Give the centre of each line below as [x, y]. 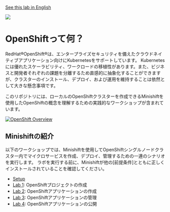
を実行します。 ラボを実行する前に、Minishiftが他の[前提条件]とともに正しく [85, 162]
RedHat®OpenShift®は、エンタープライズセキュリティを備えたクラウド [79, 54]
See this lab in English [28, 7]
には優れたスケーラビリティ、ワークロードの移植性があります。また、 [78, 66]
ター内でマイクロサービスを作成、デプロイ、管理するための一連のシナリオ [87, 156]
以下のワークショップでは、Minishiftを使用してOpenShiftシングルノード [80, 150]
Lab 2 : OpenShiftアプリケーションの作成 [55, 191]
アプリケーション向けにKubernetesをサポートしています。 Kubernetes [92, 60]
